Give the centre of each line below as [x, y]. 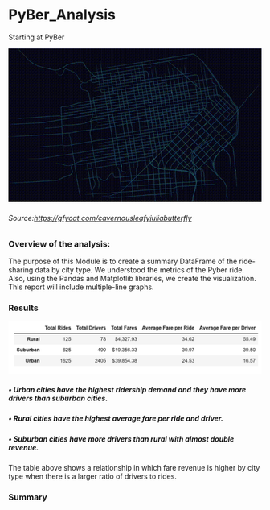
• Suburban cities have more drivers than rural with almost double [121, 439]
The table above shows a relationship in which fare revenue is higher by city [134, 467]
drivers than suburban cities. [58, 398]
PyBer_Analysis [62, 15]
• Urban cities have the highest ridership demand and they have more [127, 389]
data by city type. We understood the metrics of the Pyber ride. [140, 270]
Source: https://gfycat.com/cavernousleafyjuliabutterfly [100, 218]
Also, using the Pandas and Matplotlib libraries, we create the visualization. [133, 279]
